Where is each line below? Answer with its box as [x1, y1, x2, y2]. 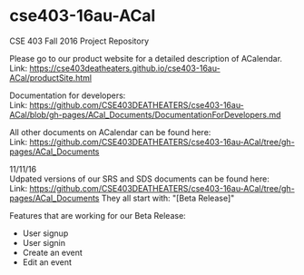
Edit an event [22, 256, 73, 268]
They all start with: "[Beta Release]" [101, 192, 235, 203]
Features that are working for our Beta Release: [9, 210, 186, 221]
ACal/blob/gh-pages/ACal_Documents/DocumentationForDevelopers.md [9, 109, 281, 120]
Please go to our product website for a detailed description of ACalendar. [9, 53, 283, 64]
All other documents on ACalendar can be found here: [9, 126, 211, 137]
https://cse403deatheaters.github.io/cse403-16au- [29, 63, 221, 74]
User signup [22, 228, 69, 239]
